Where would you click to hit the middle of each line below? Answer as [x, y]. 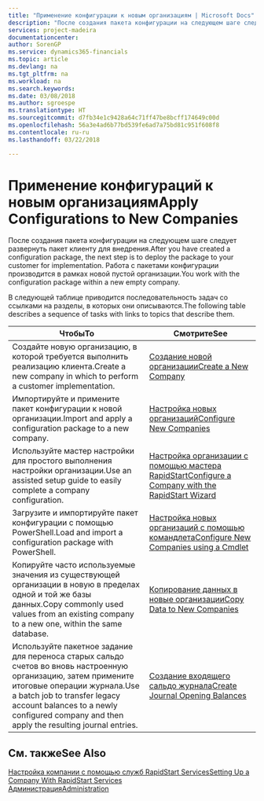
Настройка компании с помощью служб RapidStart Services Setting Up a [129, 772]
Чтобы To [77, 333]
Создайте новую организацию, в [75, 347]
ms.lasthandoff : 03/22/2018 [54, 140]
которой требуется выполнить [70, 357]
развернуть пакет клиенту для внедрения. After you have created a [119, 249]
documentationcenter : [44, 37]
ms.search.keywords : [42, 88]
